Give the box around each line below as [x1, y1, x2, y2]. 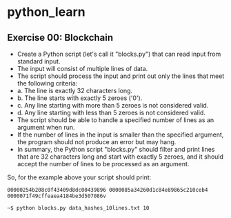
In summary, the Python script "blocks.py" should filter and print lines [17, 146, 215, 153]
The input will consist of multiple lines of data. [17, 65, 148, 72]
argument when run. [17, 123, 75, 131]
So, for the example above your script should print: [7, 173, 152, 181]
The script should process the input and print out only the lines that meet [17, 72, 225, 80]
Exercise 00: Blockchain [7, 32, 114, 43]
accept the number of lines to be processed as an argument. [17, 160, 190, 168]
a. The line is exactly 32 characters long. [17, 87, 133, 95]
